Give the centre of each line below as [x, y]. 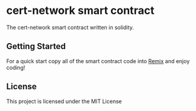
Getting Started [36, 46]
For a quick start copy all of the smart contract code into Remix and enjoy [98, 61]
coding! [16, 67]
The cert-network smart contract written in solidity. [70, 27]
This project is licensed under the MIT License [64, 101]
